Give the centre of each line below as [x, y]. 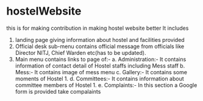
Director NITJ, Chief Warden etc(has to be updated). [80, 52]
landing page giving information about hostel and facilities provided [100, 40]
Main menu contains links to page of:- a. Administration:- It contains [101, 59]
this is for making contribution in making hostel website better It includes [98, 28]
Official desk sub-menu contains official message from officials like [100, 46]
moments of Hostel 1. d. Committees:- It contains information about [99, 78]
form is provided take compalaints [58, 91]
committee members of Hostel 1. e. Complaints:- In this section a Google [106, 85]
